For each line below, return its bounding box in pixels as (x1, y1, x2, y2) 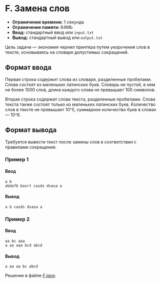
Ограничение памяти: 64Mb (12, 24, 73, 30)
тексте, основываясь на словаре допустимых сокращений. (5, 49, 129, 55)
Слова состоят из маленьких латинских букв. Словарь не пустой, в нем (5, 81, 156, 87)
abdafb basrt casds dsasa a (5, 183, 62, 188)
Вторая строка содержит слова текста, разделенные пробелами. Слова (5, 96, 156, 102)
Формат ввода (5, 63, 52, 72)
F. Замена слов (5, 3, 70, 14)
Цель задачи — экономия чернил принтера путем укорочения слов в (5, 44, 150, 50)
